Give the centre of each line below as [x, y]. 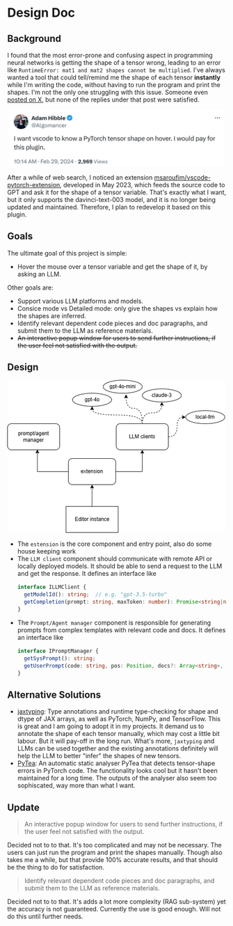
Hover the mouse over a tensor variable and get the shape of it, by [112, 267]
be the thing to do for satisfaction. [56, 868]
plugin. [17, 214]
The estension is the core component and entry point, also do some [114, 544]
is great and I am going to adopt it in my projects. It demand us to [111, 726]
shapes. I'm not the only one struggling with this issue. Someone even [108, 92]
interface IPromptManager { [58, 651]
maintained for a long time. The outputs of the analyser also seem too [117, 778]
